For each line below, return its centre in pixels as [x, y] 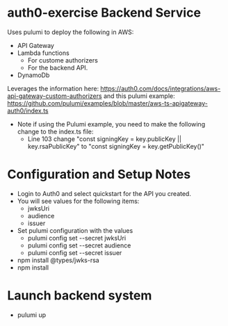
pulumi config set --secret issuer [75, 252]
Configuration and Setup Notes [99, 174]
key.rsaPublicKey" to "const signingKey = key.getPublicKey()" [116, 146]
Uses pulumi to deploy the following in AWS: [71, 32]
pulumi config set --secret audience [79, 245]
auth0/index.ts [28, 111]
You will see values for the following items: [78, 201]
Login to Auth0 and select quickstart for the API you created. [104, 193]
